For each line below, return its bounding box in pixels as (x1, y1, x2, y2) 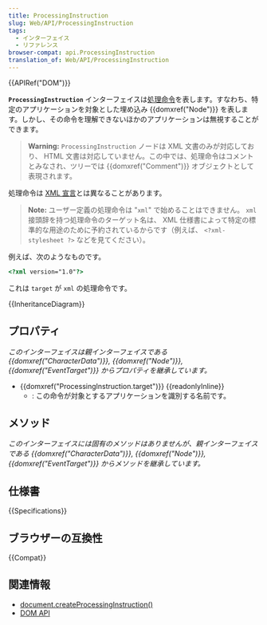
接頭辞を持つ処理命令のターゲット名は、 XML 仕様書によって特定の (27, 214, 249, 224)
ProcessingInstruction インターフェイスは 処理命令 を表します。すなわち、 (8, 94, 252, 104)
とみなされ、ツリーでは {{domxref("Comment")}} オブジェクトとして (27, 161, 255, 171)
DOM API (19, 607, 50, 618)
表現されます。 (27, 171, 77, 180)
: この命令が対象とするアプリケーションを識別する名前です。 (31, 391, 231, 400)
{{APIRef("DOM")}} (8, 77, 72, 88)
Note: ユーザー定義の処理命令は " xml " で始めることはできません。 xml (27, 205, 257, 214)
